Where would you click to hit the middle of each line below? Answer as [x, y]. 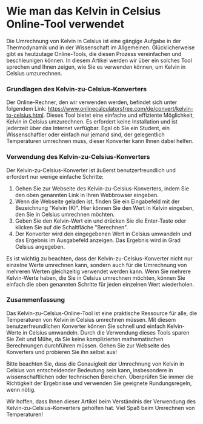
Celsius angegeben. [40, 246]
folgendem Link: [26, 109]
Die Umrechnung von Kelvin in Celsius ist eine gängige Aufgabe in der [94, 41]
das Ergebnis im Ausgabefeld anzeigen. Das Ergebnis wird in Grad [98, 240]
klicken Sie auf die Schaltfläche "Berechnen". [72, 227]
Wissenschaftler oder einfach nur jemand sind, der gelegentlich [85, 134]
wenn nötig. [21, 389]
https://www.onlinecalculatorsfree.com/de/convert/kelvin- [121, 109]
